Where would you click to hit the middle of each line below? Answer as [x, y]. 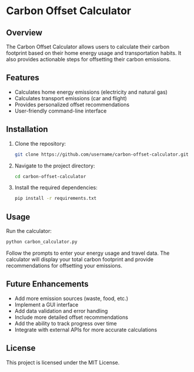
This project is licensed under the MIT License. [63, 362]
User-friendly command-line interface [61, 111]
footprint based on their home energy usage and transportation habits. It [94, 53]
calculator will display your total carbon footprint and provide [80, 259]
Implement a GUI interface [46, 304]
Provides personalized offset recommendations [72, 104]
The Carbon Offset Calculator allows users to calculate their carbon [88, 47]
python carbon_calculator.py [42, 242]
